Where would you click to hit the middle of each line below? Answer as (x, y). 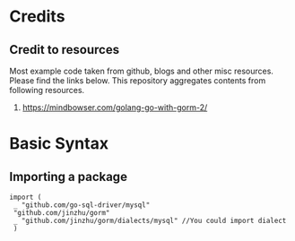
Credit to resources (64, 50)
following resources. (47, 90)
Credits (37, 17)
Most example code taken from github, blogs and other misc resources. (141, 71)
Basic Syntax (59, 144)
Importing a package (69, 176)
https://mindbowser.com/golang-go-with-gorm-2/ (115, 108)
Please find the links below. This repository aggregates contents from (138, 81)
